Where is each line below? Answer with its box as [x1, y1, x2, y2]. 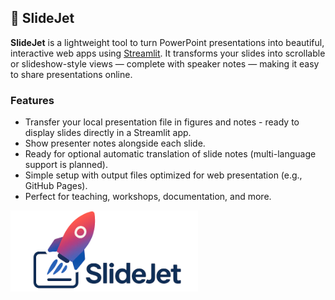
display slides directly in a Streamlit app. [24, 127, 192, 139]
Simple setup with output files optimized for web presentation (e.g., [24, 169, 303, 181]
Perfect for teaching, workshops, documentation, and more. [24, 191, 272, 203]
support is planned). [24, 159, 108, 171]
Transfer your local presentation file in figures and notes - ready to [24, 116, 300, 128]
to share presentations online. [10, 68, 133, 80]
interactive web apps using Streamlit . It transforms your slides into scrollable [10, 47, 326, 59]
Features [10, 93, 55, 107]
